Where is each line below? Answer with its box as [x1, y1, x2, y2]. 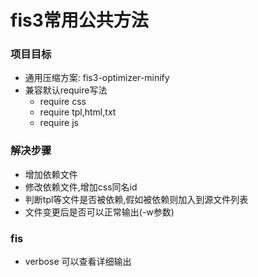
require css [39, 96, 87, 108]
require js [39, 117, 79, 129]
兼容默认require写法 [24, 84, 108, 96]
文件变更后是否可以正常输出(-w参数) [24, 206, 175, 218]
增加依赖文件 [24, 168, 78, 180]
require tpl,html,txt [39, 106, 117, 118]
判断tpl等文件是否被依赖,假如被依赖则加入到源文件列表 [24, 193, 249, 205]
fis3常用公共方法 [10, 9, 149, 32]
